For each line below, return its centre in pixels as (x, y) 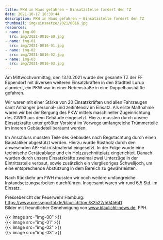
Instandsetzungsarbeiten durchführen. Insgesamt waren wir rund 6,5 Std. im (81, 183)
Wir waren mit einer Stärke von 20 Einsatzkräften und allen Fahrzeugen (76, 102)
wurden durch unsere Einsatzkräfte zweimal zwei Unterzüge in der (72, 158)
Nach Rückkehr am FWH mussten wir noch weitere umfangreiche (70, 178)
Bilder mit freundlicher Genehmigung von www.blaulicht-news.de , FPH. (76, 208)
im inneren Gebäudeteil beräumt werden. (46, 128)
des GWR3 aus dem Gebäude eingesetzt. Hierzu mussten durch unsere (76, 118)
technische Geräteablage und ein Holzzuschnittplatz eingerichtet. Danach (79, 153)
